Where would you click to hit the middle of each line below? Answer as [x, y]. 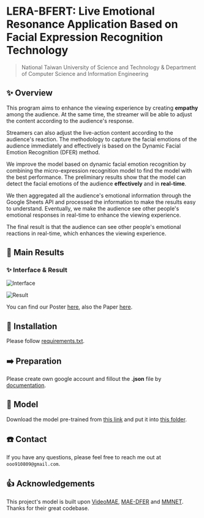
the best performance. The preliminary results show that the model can [96, 177]
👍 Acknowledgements [51, 484]
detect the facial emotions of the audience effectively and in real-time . [96, 183]
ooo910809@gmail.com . [33, 464]
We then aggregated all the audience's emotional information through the [99, 195]
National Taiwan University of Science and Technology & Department [108, 67]
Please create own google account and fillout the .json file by [84, 379]
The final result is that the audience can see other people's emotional [94, 227]
